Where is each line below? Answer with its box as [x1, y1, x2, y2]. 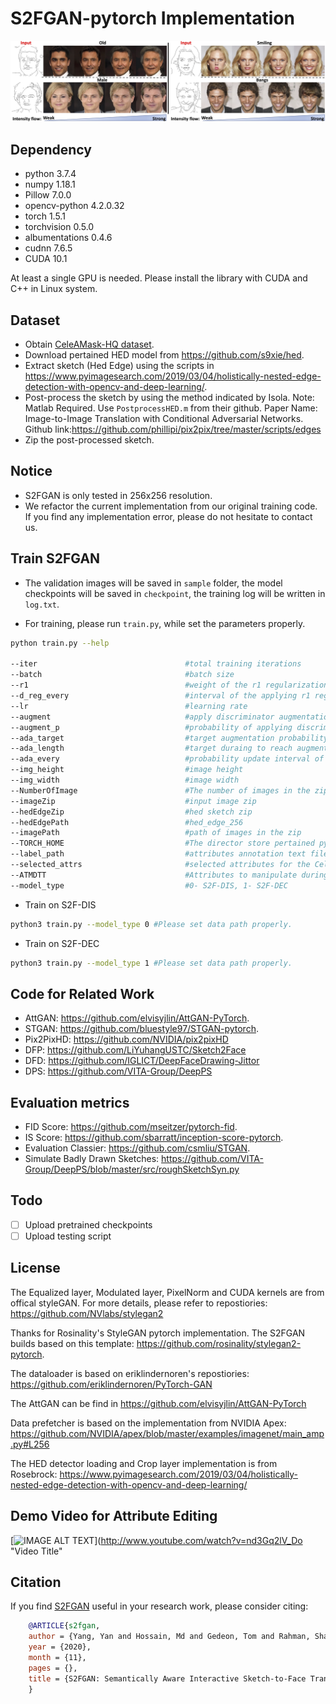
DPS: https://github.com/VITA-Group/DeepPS [24, 1065, 213, 1077]
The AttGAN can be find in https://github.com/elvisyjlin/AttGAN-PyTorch [10, 1397, 307, 1409]
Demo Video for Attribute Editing [10, 1508, 218, 1525]
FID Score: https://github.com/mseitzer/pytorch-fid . [24, 1121, 238, 1132]
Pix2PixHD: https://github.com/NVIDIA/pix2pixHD [24, 1033, 229, 1046]
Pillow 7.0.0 [24, 189, 72, 201]
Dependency [10, 141, 92, 158]
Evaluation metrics [10, 1094, 130, 1111]
